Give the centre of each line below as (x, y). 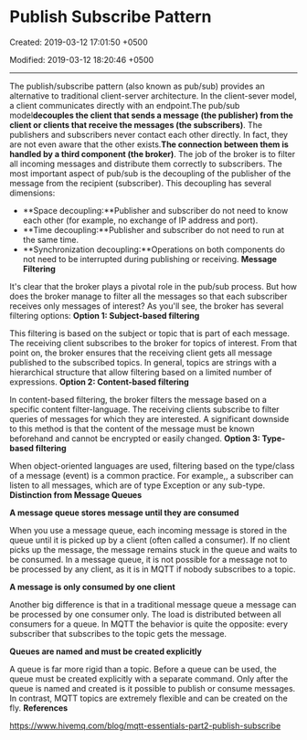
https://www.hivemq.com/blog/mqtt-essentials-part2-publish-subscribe (145, 725)
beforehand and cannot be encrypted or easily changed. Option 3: (135, 438)
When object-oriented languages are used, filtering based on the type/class (152, 465)
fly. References (39, 708)
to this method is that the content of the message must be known (132, 428)
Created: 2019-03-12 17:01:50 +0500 (79, 42)
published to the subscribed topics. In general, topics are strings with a (143, 362)
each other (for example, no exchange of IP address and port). (140, 220)
